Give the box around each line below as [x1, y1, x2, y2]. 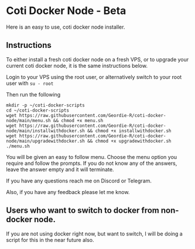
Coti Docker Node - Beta [6, 4, 126, 18]
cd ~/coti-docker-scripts [6, 107, 69, 113]
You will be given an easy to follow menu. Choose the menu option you [6, 153, 177, 160]
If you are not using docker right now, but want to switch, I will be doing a [6, 230, 183, 237]
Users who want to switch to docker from [6, 206, 159, 216]
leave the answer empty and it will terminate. [6, 165, 114, 173]
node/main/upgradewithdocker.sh [6, 138, 85, 144]
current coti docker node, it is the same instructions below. [6, 62, 148, 69]
